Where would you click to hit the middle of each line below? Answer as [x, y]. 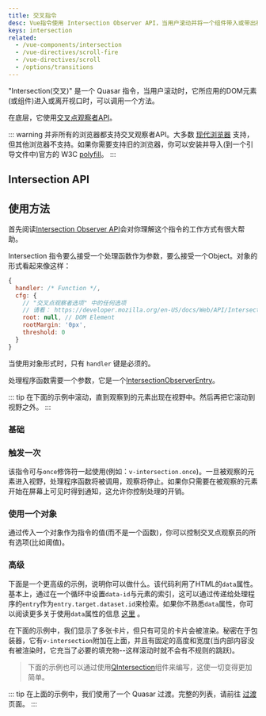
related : [23, 38]
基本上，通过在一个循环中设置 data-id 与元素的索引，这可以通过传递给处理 [128, 593]
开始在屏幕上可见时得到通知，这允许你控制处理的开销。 [98, 491]
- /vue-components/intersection [69, 45]
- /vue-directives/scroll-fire [67, 52]
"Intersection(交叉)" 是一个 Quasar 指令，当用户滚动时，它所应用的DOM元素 [133, 90]
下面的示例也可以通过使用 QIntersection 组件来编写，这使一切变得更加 [140, 667]
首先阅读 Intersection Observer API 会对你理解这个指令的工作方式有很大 [123, 229]
